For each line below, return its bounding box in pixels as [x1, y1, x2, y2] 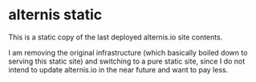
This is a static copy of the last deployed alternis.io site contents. [8, 32, 223, 42]
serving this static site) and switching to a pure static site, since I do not [8, 56, 246, 66]
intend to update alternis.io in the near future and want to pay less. [8, 64, 229, 74]
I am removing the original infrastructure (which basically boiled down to [8, 47, 248, 57]
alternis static [8, 6, 103, 24]
